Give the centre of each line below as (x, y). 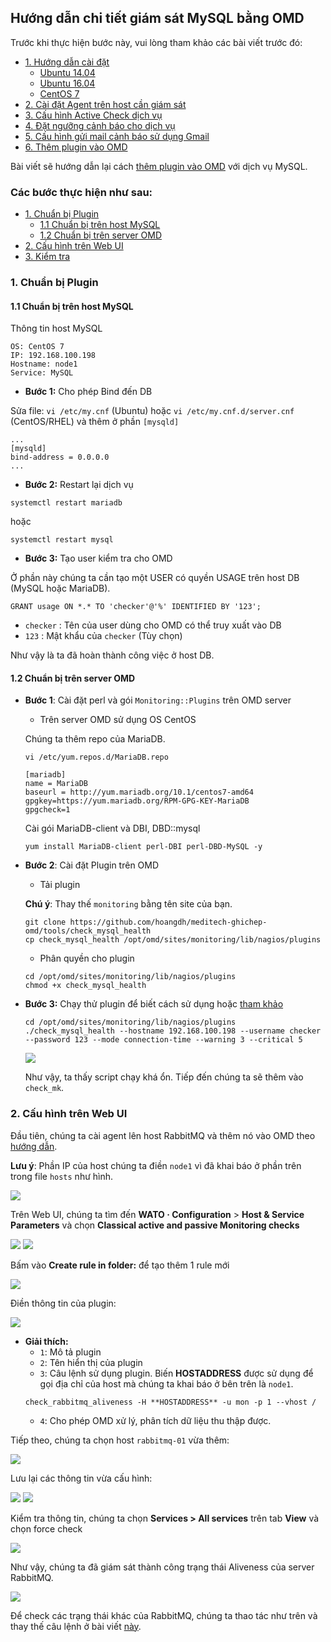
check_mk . (44, 1088)
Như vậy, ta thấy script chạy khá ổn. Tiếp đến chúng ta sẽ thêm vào (164, 1077)
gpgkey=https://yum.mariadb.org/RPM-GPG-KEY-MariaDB (137, 801)
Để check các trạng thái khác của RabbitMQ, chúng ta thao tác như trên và (164, 1615)
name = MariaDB (56, 784)
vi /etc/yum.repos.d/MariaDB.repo (96, 757)
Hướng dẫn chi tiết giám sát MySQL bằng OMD (157, 18)
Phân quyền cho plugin (87, 958)
